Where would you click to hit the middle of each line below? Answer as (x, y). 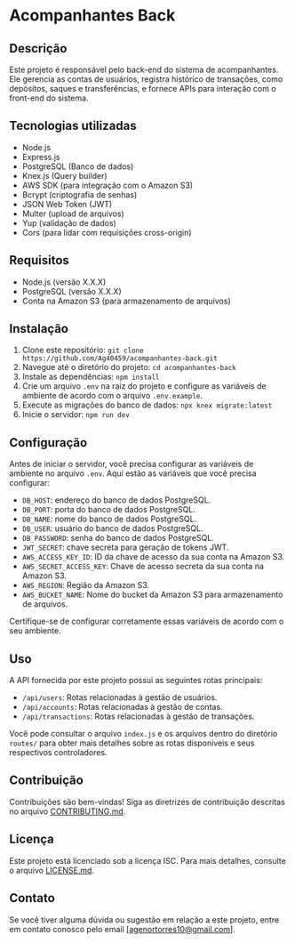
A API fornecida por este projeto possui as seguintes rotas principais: (136, 681)
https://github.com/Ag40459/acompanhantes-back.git (120, 359)
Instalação (39, 329)
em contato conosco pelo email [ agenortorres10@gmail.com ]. (122, 929)
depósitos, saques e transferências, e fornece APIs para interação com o (143, 89)
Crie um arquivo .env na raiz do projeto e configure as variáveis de (144, 386)
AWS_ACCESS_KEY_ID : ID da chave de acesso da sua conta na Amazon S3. (153, 557)
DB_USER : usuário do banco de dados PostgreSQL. (112, 528)
